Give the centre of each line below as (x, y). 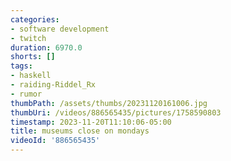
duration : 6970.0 (46, 47)
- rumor (26, 94)
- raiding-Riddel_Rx (53, 85)
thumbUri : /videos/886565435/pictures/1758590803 (116, 112)
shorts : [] (33, 57)
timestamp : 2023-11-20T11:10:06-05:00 (91, 122)
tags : (21, 66)
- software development (60, 29)
